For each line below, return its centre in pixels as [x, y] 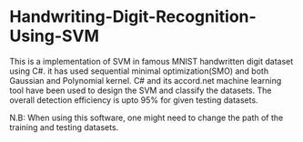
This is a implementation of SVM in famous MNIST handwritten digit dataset [151, 61]
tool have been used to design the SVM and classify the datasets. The [141, 90]
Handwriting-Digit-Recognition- [133, 17]
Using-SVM [55, 36]
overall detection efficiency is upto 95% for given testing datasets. [134, 100]
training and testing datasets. [64, 127]
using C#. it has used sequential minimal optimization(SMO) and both [139, 71]
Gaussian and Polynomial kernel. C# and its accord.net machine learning [146, 80]
